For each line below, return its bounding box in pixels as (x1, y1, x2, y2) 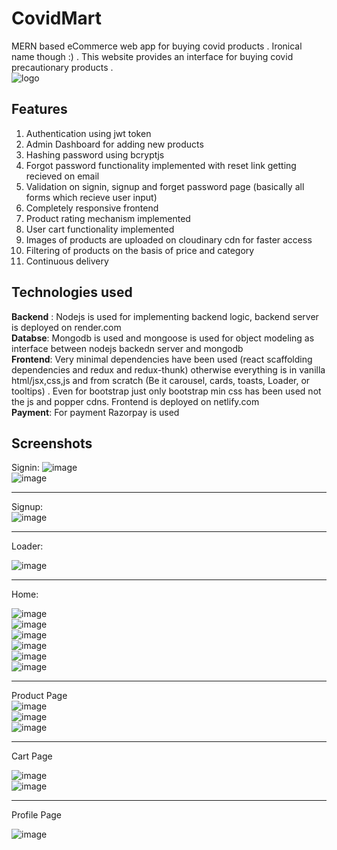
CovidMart (11, 7, 102, 30)
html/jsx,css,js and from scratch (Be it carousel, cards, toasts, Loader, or (11, 374, 311, 386)
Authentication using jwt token (25, 127, 152, 139)
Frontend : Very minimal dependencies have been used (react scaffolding (11, 353, 313, 365)
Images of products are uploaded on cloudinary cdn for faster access (25, 233, 313, 246)
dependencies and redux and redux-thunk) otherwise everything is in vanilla (11, 363, 326, 376)
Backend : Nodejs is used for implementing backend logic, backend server (11, 310, 319, 322)
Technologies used (11, 284, 133, 301)
